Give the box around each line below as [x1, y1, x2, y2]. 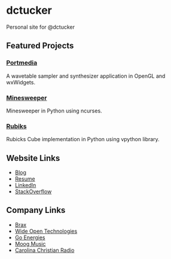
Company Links [6, 205, 66, 215]
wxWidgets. [6, 78, 36, 86]
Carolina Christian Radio [14, 246, 75, 254]
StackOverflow [14, 188, 52, 195]
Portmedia [6, 59, 38, 67]
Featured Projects [6, 41, 74, 51]
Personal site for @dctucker [6, 23, 75, 31]
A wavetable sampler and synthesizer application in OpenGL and [6, 72, 166, 80]
